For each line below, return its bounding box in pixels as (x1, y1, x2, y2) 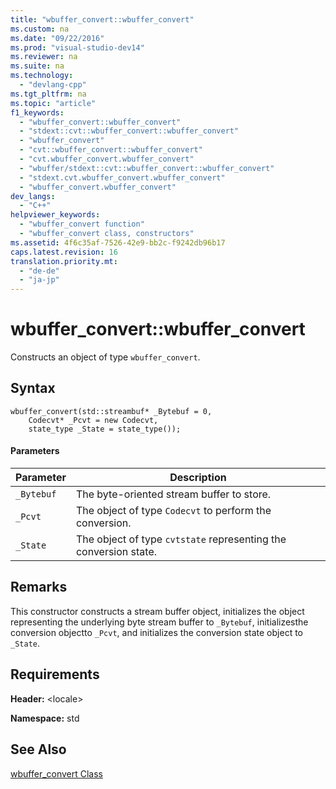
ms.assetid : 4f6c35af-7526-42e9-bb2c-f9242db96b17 (10, 237, 226, 248)
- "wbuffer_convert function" (19, 219, 145, 230)
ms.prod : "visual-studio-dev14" (10, 42, 145, 53)
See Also (10, 741, 67, 758)
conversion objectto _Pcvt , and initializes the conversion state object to (10, 626, 303, 638)
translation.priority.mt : (10, 256, 118, 266)
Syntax (10, 380, 56, 397)
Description (169, 471, 227, 485)
